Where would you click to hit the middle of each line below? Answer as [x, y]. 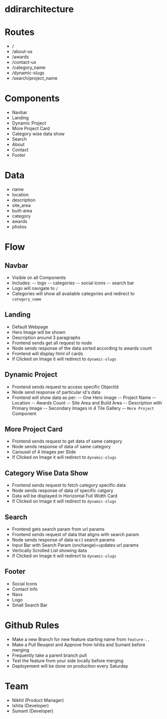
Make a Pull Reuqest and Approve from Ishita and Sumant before [78, 645]
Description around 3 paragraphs [46, 337]
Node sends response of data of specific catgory [62, 490]
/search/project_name [35, 78]
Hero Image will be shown [39, 332]
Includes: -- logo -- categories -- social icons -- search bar [73, 283]
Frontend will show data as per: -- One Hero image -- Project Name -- [84, 397]
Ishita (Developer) [30, 705]
